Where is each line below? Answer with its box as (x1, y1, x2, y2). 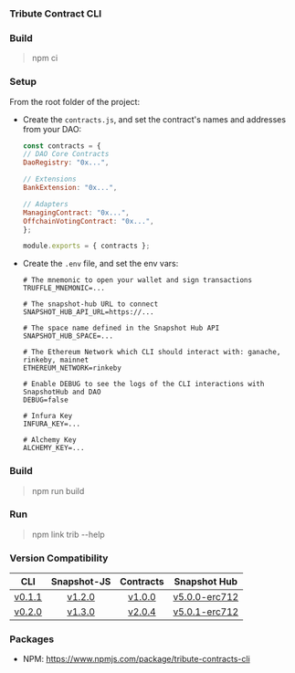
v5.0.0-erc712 (173, 591, 239, 604)
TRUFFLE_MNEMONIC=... (22, 284, 105, 293)
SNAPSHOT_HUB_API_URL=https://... (22, 308, 154, 317)
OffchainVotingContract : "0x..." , (22, 216, 154, 226)
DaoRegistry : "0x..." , (22, 158, 110, 167)
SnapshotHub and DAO (22, 387, 101, 397)
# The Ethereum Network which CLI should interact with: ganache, (22, 348, 281, 357)
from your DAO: (22, 123, 82, 134)
